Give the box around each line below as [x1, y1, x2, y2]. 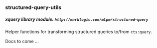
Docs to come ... [5, 38, 39, 44]
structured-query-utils [5, 4, 61, 11]
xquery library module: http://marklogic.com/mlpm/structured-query [5, 16, 149, 22]
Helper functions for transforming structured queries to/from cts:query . [5, 29, 153, 35]
